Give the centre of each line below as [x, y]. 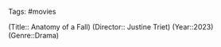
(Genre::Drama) [34, 35]
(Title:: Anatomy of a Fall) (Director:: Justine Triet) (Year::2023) [111, 27]
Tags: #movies [32, 12]
